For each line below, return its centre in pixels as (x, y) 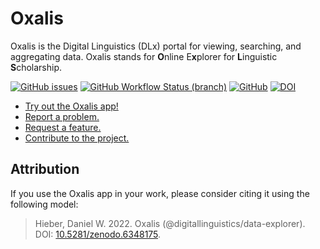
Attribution (45, 169)
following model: (44, 204)
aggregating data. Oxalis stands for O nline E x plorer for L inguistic (144, 56)
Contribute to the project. (77, 138)
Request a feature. (63, 127)
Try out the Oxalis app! (71, 106)
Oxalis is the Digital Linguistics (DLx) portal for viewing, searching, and (156, 46)
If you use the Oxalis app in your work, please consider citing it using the (160, 193)
